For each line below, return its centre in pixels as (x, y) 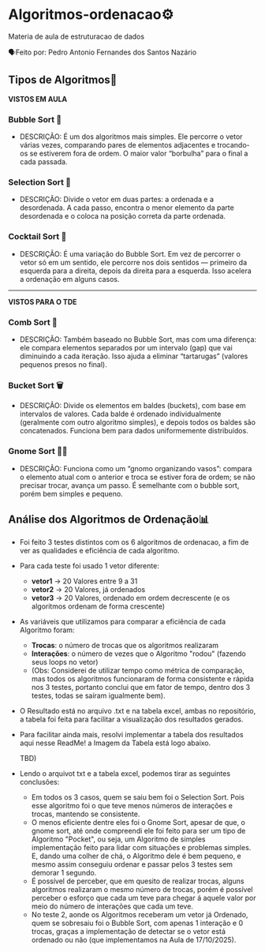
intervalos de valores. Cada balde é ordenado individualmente (120, 414)
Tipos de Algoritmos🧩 (63, 80)
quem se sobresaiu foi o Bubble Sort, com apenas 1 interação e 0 (137, 923)
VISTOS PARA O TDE (43, 302)
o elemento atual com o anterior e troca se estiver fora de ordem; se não (137, 477)
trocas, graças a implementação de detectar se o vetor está (129, 931)
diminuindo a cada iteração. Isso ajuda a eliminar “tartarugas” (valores (134, 356)
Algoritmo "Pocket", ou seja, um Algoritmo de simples (118, 839)
